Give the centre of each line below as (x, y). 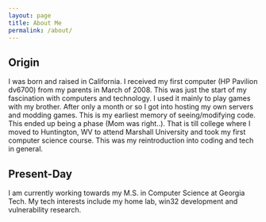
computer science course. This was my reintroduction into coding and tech (131, 140)
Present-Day (40, 174)
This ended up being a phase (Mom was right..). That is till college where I (129, 124)
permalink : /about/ (40, 30)
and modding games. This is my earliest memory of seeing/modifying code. (132, 115)
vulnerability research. (45, 210)
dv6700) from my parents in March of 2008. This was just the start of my (128, 90)
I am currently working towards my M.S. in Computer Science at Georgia (127, 193)
